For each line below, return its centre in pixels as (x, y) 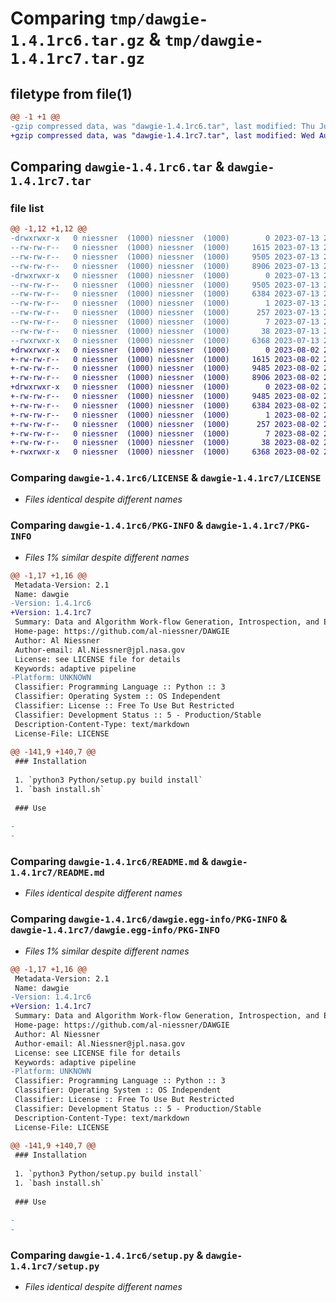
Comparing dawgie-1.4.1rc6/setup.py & (107, 1255)
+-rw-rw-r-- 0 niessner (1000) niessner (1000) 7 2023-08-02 (165, 433)
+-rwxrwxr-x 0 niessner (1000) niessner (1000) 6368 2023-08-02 (165, 452)
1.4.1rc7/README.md (57, 873)
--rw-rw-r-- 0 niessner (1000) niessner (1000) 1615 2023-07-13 (165, 248)
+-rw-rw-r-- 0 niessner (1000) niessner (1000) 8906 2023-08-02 (165, 378)
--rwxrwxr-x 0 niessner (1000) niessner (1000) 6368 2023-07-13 (165, 340)
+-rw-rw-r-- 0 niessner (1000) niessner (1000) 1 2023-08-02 (165, 415)
